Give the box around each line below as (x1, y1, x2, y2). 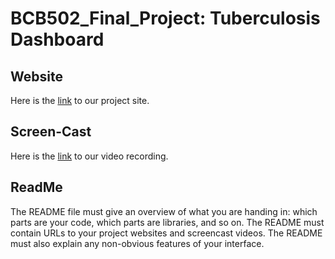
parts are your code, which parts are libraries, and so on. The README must (10, 216, 325, 228)
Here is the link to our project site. (10, 95, 150, 106)
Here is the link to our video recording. (10, 150, 169, 162)
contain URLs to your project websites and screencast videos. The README (10, 227, 323, 239)
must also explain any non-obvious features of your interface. (10, 237, 265, 249)
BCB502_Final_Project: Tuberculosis (10, 7, 321, 30)
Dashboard (10, 28, 105, 51)
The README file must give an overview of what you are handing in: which (10, 205, 318, 217)
